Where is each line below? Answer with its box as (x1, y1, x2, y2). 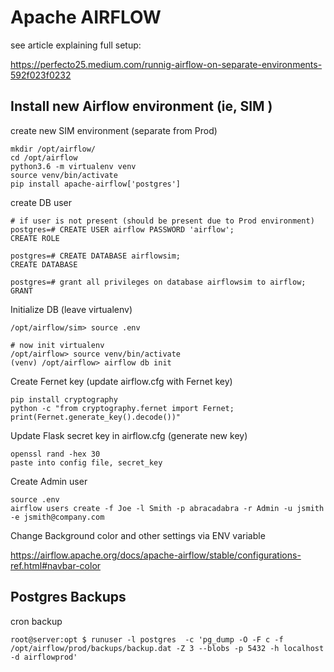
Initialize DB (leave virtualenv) (10, 303, 133, 315)
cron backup (10, 615, 63, 627)
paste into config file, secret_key (10, 457, 163, 468)
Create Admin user (10, 475, 88, 487)
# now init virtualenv (10, 340, 105, 350)
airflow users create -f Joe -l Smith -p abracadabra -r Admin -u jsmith (10, 503, 325, 513)
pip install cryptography (10, 394, 118, 405)
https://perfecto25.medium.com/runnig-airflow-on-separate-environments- (10, 58, 323, 70)
